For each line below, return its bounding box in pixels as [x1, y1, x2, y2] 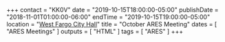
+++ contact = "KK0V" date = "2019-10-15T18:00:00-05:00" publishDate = [6, 6, 219, 14]
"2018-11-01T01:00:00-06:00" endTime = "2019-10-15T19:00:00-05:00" [6, 13, 211, 21]
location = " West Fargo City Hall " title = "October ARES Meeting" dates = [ [6, 20, 217, 28]
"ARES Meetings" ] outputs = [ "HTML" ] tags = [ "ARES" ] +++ [6, 27, 184, 35]
